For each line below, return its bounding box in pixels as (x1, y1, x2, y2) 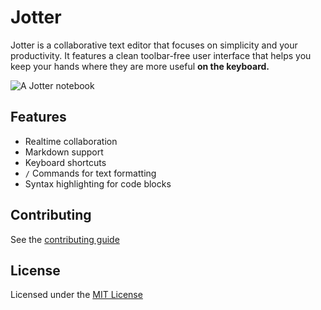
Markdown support (24, 146, 104, 158)
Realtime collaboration (24, 135, 118, 147)
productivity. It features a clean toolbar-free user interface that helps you (10, 49, 312, 61)
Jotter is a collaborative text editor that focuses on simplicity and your (10, 39, 298, 51)
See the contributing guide (10, 233, 120, 245)
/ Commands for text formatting (24, 167, 157, 179)
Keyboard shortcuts (24, 156, 107, 168)
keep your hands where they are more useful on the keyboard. (10, 60, 270, 72)
